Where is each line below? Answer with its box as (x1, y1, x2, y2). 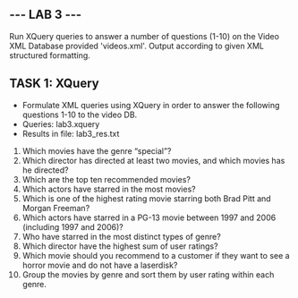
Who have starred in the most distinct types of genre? (21, 231, 221, 242)
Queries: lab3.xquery (21, 118, 100, 129)
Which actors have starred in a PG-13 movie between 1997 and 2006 (21, 212, 277, 223)
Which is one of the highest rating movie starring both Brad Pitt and (21, 192, 271, 204)
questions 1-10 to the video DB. (21, 109, 138, 120)
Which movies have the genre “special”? (21, 145, 172, 156)
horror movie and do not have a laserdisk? (21, 260, 178, 270)
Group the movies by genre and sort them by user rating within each (21, 268, 275, 280)
